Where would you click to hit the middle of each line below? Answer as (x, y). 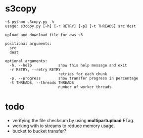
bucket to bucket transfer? (39, 131)
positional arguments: (28, 43)
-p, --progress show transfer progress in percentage (74, 78)
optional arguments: (26, 61)
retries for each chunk (83, 74)
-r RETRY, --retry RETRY (35, 69)
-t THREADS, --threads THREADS (42, 82)
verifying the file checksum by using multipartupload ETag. (73, 120)
